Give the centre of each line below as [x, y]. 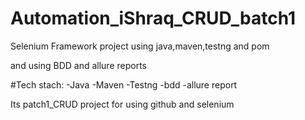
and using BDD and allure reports [78, 65]
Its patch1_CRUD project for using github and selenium [122, 104]
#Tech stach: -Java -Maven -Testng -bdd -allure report [124, 84]
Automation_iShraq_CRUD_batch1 [153, 18]
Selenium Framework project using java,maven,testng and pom [140, 46]
